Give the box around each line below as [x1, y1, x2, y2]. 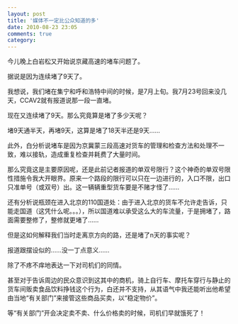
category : [7, 37, 37, 44]
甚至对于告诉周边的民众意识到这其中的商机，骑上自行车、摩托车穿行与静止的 [7, 276, 231, 284]
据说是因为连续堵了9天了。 [7, 72, 86, 81]
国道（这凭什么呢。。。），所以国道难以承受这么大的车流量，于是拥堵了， [19, 207, 225, 216]
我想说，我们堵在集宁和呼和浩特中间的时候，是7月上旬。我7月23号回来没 [7, 87, 221, 96]
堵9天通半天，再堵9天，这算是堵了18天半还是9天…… [7, 126, 161, 135]
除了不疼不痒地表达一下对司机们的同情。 [7, 261, 125, 269]
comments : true [7, 30, 52, 38]
